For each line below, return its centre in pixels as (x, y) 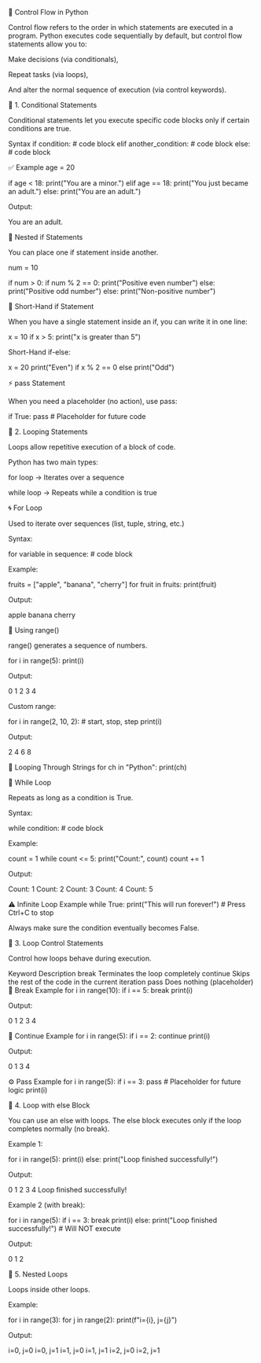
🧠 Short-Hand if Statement (51, 306)
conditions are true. (40, 129)
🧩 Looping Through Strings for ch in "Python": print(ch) (97, 767)
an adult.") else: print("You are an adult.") (75, 191)
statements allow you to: (48, 44)
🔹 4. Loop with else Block (49, 1105)
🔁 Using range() (34, 630)
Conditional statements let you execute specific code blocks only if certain (129, 120)
